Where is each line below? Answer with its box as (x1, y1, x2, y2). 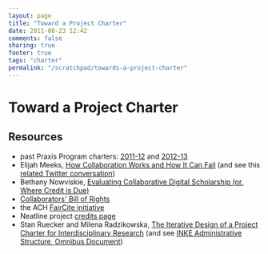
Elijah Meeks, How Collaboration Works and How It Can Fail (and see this (19, 159, 261, 169)
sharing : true (8, 42, 56, 50)
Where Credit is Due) (19, 185, 90, 195)
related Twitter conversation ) (19, 168, 116, 178)
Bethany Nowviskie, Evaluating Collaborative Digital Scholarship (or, (19, 177, 244, 187)
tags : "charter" (8, 57, 62, 65)
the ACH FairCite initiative (19, 202, 105, 212)
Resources (8, 130, 63, 144)
